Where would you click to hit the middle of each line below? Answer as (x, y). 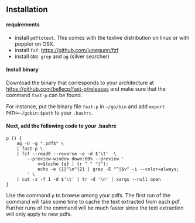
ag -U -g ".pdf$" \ (40, 143)
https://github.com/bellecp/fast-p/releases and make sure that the (86, 89)
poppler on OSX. (35, 44)
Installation (27, 10)
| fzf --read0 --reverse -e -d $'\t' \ (66, 154)
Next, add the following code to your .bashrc (61, 126)
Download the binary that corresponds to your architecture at (80, 83)
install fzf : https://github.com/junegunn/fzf (66, 50)
